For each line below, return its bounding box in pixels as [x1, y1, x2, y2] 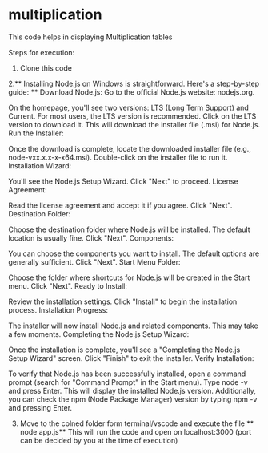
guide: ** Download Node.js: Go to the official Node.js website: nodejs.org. [8, 87, 255, 97]
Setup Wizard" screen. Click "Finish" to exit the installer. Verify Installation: [8, 353, 254, 362]
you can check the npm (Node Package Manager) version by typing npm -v [8, 394, 258, 404]
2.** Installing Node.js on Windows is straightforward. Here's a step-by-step [8, 79, 260, 88]
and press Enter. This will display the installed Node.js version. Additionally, [8, 386, 256, 395]
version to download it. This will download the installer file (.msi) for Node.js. [8, 119, 261, 129]
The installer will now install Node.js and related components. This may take [8, 321, 258, 330]
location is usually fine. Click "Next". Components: [8, 233, 174, 242]
